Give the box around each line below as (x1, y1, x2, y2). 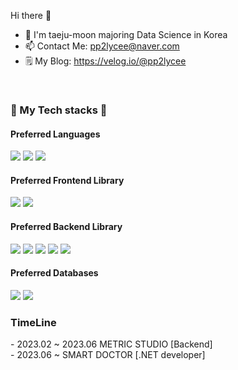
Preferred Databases (10, 267, 99, 279)
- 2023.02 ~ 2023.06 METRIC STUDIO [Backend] (10, 338, 213, 350)
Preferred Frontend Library (10, 174, 125, 186)
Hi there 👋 (10, 10, 52, 21)
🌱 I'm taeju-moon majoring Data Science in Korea (24, 29, 228, 40)
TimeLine (10, 315, 57, 329)
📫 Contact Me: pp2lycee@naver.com (24, 40, 180, 52)
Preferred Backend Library (10, 220, 123, 232)
